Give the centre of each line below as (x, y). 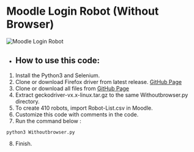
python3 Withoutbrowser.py (41, 132)
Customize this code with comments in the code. (77, 114)
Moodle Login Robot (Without (83, 11)
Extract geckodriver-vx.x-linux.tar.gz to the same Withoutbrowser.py (102, 95)
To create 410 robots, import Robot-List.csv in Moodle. (84, 108)
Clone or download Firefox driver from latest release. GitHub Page (99, 82)
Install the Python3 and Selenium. (58, 75)
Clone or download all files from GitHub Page (72, 88)
